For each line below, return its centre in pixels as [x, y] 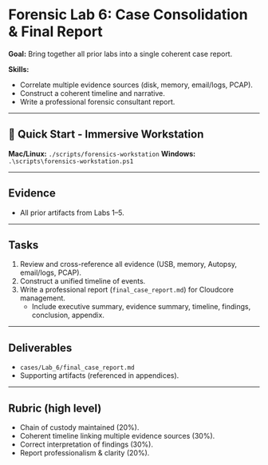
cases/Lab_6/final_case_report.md [77, 368]
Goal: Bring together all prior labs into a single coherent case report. [120, 54]
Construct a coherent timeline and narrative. [93, 93]
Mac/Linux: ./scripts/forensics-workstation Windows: [102, 153]
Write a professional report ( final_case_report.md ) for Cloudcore [126, 290]
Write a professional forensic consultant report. [97, 101]
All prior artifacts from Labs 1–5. [72, 213]
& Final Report [56, 32]
